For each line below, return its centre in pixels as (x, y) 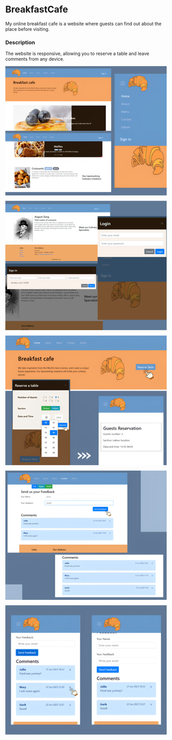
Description (20, 42)
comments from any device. (35, 59)
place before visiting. (27, 29)
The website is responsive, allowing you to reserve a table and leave (77, 54)
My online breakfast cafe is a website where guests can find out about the (83, 24)
